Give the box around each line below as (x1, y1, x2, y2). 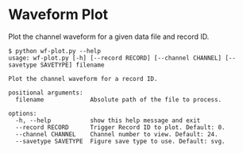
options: (8, 109, 37, 117)
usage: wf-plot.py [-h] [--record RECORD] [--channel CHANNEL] (8, 54, 222, 62)
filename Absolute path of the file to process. (15, 95, 222, 104)
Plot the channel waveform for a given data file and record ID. (8, 32, 210, 41)
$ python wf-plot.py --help (8, 47, 102, 55)
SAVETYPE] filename (40, 61, 105, 69)
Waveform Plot (8, 6, 109, 24)
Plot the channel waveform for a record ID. (8, 75, 158, 82)
